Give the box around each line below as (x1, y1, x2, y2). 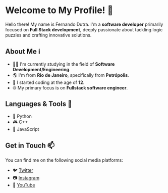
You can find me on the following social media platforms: (5, 157, 124, 163)
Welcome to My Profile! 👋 (5, 5, 114, 16)
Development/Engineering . (12, 66, 71, 72)
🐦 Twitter (12, 167, 34, 173)
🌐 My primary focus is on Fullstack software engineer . (12, 84, 128, 90)
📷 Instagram (12, 175, 39, 181)
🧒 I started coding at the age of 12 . (12, 79, 85, 85)
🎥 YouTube (12, 182, 35, 188)
